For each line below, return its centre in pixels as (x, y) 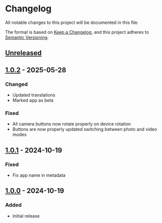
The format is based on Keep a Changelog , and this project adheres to (77, 32)
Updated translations (34, 95)
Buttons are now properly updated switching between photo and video (85, 129)
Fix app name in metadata (39, 175)
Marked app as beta (33, 101)
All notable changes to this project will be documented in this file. (72, 22)
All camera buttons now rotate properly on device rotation (72, 124)
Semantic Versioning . (27, 37)
